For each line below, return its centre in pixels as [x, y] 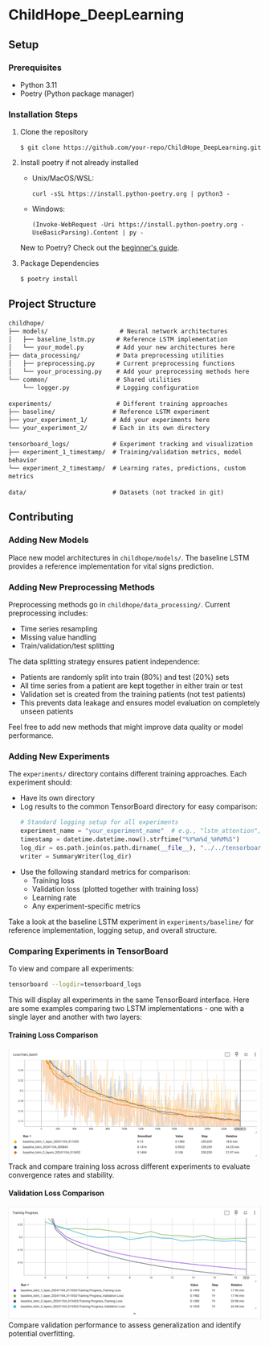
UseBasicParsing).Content [75, 233]
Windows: [49, 209]
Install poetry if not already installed [79, 163]
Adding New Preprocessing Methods [82, 587]
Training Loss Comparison [53, 1035]
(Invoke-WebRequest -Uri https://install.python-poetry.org [134, 225]
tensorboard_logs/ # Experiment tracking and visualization [130, 444]
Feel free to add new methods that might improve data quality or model [126, 727]
